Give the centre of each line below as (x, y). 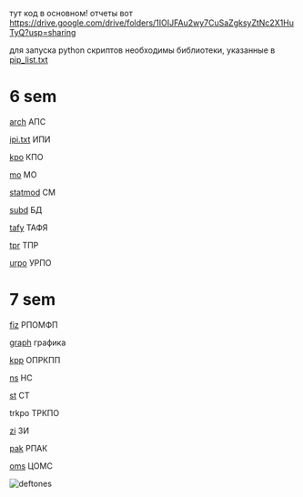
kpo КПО (26, 157)
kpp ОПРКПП (35, 360)
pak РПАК (29, 448)
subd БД (26, 209)
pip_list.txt (29, 60)
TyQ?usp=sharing (43, 32)
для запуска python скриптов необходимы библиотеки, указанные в (142, 50)
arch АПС (28, 121)
